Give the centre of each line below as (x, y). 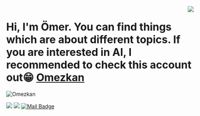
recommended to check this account (99, 65)
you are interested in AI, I (69, 52)
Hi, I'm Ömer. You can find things (89, 27)
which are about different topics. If (93, 40)
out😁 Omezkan (45, 78)
